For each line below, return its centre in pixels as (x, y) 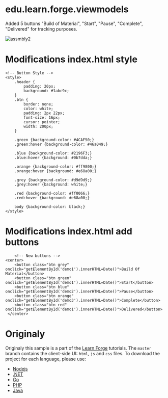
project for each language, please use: (46, 359)
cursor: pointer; (42, 122)
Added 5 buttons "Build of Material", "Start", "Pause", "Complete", (74, 23)
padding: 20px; (40, 86)
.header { (25, 82)
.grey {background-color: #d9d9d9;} (53, 180)
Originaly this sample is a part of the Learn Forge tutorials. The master (78, 348)
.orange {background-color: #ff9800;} (55, 167)
